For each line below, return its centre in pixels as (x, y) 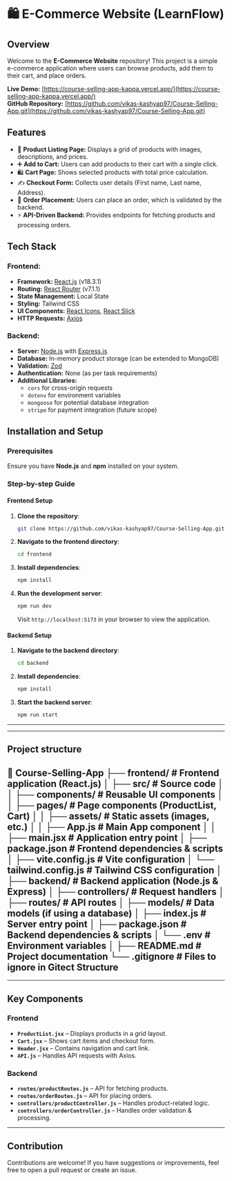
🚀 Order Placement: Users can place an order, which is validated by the (119, 200)
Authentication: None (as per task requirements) (87, 373)
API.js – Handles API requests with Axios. (77, 1055)
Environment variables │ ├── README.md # (104, 946)
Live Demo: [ (26, 89)
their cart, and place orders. (47, 75)
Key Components (45, 999)
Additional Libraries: (47, 380)
